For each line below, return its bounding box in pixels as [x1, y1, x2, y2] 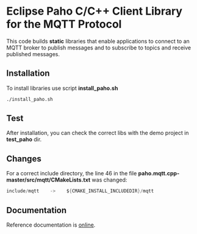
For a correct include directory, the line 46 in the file [6, 170, 137, 177]
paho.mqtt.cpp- [138, 170, 180, 177]
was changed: [91, 176, 127, 184]
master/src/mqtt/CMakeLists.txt [6, 176, 91, 184]
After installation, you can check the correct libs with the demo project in [6, 130, 189, 137]
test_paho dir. [6, 136, 42, 143]
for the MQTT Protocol [6, 17, 122, 31]
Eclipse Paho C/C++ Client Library [6, 4, 183, 18]
